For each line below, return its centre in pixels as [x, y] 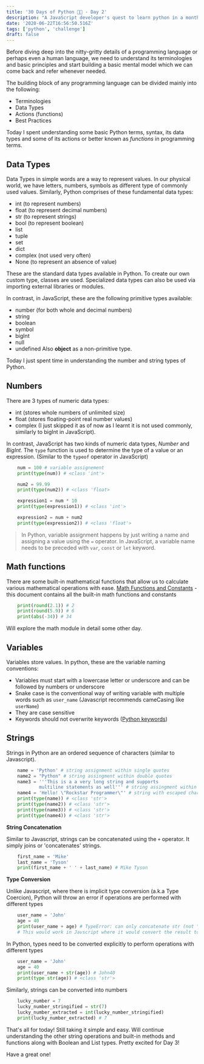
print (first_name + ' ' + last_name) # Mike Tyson [83, 868]
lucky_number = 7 [39, 1001]
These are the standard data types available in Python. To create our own [98, 273]
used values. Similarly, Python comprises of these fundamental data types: [100, 191]
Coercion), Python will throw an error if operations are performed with [94, 898]
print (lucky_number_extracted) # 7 [62, 1018]
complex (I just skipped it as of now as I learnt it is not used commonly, [104, 425]
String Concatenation [34, 827]
